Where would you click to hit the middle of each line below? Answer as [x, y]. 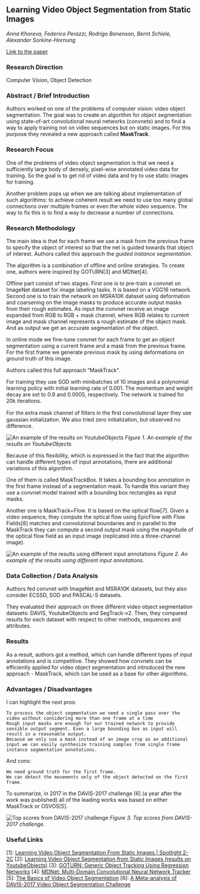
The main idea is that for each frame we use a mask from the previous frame [100, 241]
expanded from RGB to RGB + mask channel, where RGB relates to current [98, 315]
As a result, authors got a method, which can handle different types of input [99, 654]
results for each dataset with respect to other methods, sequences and [93, 620]
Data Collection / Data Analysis [52, 575]
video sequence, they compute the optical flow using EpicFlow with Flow [96, 517]
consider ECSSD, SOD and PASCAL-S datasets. [64, 595]
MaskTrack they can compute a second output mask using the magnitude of [100, 530]
